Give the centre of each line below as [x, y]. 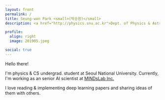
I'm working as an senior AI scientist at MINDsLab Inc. [60, 78]
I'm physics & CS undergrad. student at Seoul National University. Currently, [82, 73]
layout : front [20, 10]
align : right [23, 37]
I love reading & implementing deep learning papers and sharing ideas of [79, 88]
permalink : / [18, 14]
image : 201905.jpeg [29, 41]
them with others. [23, 93]
